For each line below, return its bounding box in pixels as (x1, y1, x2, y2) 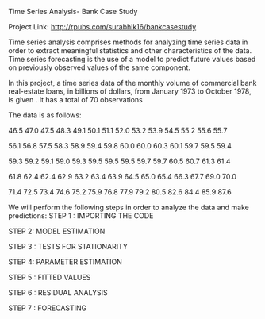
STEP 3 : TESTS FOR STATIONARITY (8, 242, 129, 251)
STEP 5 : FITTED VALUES (8, 273, 91, 282)
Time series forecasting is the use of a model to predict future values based (8, 55, 256, 63)
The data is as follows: (8, 110, 82, 120)
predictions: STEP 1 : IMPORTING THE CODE (8, 211, 154, 221)
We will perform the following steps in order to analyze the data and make (8, 202, 250, 212)
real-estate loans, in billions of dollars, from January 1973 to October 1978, (8, 86, 252, 96)
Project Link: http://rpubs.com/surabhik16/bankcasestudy (8, 22, 197, 31)
